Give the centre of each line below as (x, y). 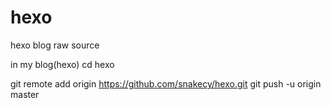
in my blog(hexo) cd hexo (62, 64)
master (25, 94)
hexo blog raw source (55, 45)
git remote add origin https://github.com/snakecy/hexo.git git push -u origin (166, 83)
